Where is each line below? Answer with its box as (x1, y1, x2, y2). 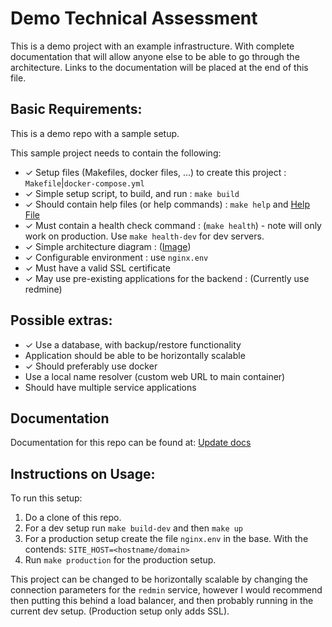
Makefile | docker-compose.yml (24, 177, 145, 189)
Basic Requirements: (10, 101, 143, 118)
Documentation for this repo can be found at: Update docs (10, 437, 252, 449)
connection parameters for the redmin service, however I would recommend (10, 584, 323, 596)
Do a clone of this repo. (24, 512, 122, 524)
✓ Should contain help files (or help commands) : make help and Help (24, 198, 310, 210)
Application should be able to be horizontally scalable (24, 349, 246, 361)
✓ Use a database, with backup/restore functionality (24, 338, 242, 351)
